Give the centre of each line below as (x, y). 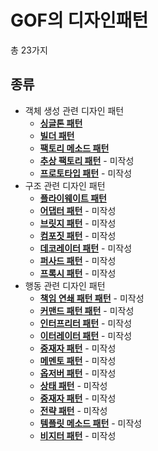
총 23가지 (29, 50)
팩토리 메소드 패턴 (74, 148)
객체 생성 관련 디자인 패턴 (74, 110)
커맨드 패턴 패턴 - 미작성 (87, 310)
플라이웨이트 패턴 (73, 198)
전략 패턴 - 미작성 (73, 410)
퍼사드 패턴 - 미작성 (78, 260)
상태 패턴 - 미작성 (73, 385)
